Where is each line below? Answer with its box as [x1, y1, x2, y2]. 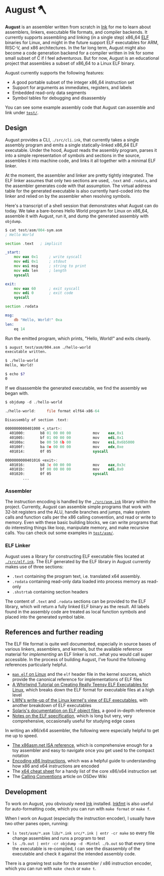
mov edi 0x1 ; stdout [14, 259, 67, 264]
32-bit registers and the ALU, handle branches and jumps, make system [5, 509, 150, 515]
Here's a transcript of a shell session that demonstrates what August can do [5, 202, 159, 209]
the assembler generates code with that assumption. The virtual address [5, 183, 152, 189]
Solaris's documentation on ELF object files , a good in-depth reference [12, 708, 156, 713]
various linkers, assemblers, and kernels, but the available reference [5, 646, 143, 652]
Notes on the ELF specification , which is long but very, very [12, 713, 133, 719]
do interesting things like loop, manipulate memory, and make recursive [5, 525, 149, 531]
